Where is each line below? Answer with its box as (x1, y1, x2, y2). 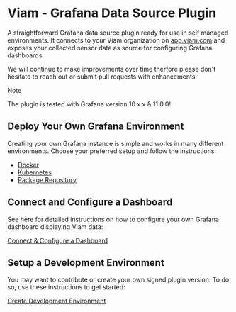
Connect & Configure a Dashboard (7, 236, 108, 245)
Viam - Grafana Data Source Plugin (7, 5, 217, 21)
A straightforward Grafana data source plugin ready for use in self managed (7, 28, 229, 37)
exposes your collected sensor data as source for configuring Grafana (7, 43, 213, 52)
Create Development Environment (7, 296, 106, 306)
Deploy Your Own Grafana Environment (7, 121, 184, 133)
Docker (17, 160, 40, 169)
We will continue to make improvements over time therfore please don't (7, 65, 216, 73)
